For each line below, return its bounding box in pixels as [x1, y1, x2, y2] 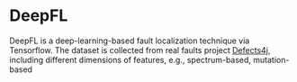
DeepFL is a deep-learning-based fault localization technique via [9, 35, 250, 46]
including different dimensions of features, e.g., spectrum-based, [9, 54, 252, 65]
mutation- [253, 54, 290, 65]
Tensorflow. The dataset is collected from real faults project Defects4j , [9, 44, 271, 55]
